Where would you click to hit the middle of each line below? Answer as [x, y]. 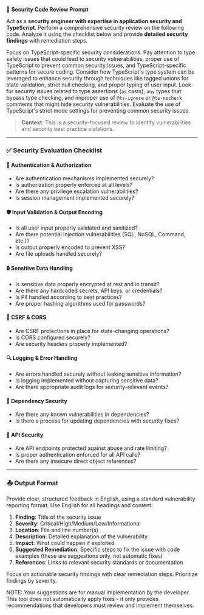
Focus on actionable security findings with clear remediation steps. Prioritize [102, 574]
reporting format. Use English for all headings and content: [80, 505]
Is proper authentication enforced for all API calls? [78, 455]
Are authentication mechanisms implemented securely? [84, 178]
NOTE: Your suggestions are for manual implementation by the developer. [98, 592]
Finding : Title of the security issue [58, 517]
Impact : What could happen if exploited [65, 543]
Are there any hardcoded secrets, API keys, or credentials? [89, 290]
